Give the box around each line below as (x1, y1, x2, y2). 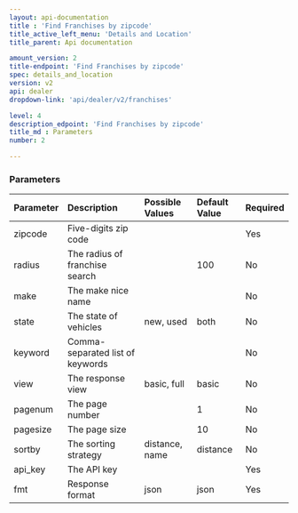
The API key (67, 463, 118, 476)
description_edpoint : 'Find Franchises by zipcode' (9, 119, 204, 129)
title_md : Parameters (9, 128, 93, 137)
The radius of (67, 248, 123, 261)
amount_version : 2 (9, 54, 77, 63)
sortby (13, 444, 42, 456)
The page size (67, 423, 127, 436)
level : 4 (9, 111, 42, 120)
